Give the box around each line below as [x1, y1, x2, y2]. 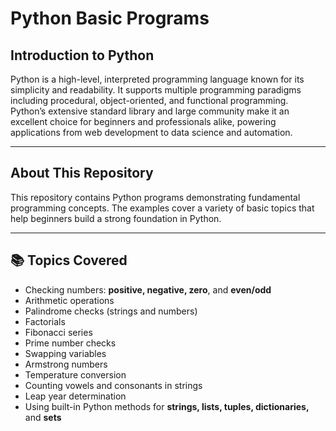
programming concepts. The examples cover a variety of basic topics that [10, 202, 315, 214]
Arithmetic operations [24, 294, 115, 306]
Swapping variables [24, 347, 107, 359]
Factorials [24, 315, 66, 327]
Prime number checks [24, 337, 117, 349]
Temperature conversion [24, 368, 127, 381]
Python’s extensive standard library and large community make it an [10, 105, 290, 117]
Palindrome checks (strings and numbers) [24, 305, 198, 317]
